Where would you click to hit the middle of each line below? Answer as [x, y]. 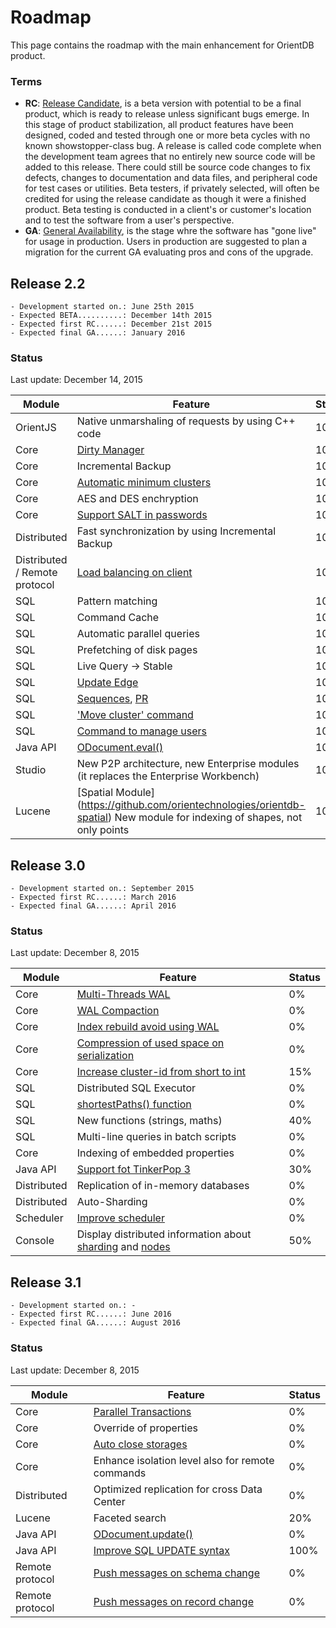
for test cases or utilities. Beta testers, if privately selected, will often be [172, 188]
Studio [31, 770]
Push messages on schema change [176, 1573]
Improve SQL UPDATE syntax [162, 1550]
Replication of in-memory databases [163, 1186]
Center [109, 1501]
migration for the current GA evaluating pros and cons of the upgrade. [169, 252]
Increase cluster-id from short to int [161, 1072]
